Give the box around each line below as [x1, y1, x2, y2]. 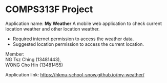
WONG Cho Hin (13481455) [5, 62, 63, 68]
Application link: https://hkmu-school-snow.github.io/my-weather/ [5, 71, 144, 77]
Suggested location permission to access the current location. [12, 41, 144, 47]
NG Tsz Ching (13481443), [5, 56, 61, 62]
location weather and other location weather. [5, 25, 100, 32]
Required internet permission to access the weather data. [12, 36, 134, 42]
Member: [5, 51, 25, 57]
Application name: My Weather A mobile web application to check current [5, 20, 162, 26]
